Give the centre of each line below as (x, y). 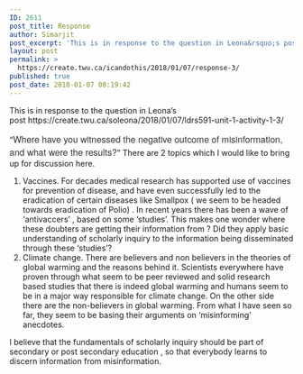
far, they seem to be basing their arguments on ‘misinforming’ (137, 315)
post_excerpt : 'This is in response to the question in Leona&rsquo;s (145, 43)
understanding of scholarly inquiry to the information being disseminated (158, 238)
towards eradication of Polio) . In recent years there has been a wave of (155, 209)
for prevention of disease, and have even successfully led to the (142, 190)
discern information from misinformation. (86, 360)
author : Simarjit (42, 34)
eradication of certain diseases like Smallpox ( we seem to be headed (151, 200)
